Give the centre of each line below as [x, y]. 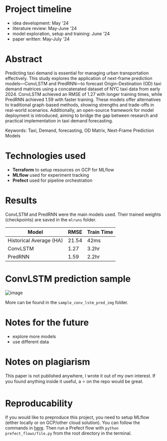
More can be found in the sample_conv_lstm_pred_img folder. [67, 302]
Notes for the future [47, 322]
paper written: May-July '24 [41, 39]
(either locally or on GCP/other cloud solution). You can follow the [73, 423]
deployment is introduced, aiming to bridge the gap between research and [82, 115]
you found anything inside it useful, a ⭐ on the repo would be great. [74, 381]
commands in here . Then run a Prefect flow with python [62, 428]
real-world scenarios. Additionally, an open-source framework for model [80, 110]
